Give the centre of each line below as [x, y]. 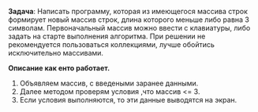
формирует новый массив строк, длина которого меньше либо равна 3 [129, 20]
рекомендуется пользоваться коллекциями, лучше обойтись [112, 45]
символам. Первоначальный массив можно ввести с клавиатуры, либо [129, 28]
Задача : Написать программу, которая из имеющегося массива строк [128, 11]
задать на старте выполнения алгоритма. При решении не [107, 36]
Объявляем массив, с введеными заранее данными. [109, 83]
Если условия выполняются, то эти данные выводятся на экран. [128, 100]
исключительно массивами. [56, 53]
